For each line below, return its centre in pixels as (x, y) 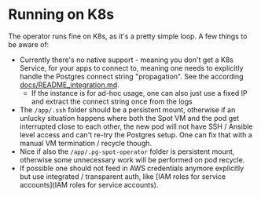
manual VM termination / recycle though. (85, 143)
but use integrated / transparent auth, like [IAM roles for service (123, 176)
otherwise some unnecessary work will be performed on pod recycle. (132, 159)
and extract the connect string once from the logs (112, 101)
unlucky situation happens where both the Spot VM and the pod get (129, 118)
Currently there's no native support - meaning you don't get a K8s (127, 60)
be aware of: (29, 44)
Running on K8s (61, 15)
